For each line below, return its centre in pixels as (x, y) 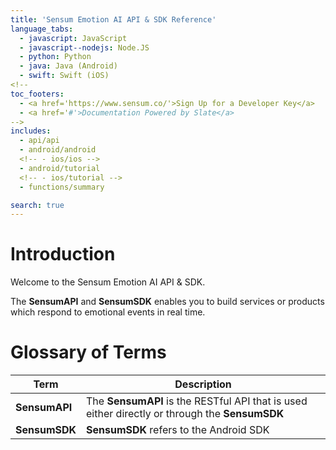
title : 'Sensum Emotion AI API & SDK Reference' (113, 19)
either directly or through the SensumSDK (185, 414)
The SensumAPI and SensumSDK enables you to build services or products (167, 302)
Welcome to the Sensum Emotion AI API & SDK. (108, 282)
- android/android (58, 150)
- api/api (39, 141)
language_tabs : (42, 29)
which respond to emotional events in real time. (108, 312)
